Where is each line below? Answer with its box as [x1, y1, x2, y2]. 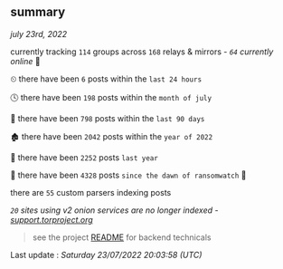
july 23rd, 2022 [10, 28, 68, 39]
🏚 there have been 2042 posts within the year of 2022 [10, 130, 213, 141]
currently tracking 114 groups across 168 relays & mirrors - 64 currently [10, 46, 274, 57]
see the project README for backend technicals [32, 232, 212, 243]
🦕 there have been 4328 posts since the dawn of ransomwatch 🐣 [10, 169, 247, 180]
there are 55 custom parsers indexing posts [10, 187, 172, 197]
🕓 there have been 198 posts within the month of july [10, 91, 212, 102]
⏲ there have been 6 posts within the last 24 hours [10, 73, 203, 84]
